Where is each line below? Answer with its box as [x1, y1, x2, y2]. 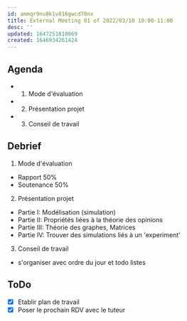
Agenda [7, 63, 43, 75]
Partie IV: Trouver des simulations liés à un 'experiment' [17, 230, 181, 239]
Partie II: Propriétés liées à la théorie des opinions [17, 215, 164, 224]
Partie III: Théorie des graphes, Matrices [17, 223, 136, 232]
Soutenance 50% [17, 180, 69, 189]
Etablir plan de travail [17, 298, 80, 306]
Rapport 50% [17, 173, 58, 181]
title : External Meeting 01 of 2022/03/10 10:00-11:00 [7, 17, 173, 24]
